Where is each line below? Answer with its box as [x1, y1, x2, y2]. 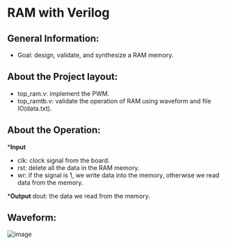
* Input [7, 142, 26, 151]
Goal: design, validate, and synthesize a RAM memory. [17, 51, 174, 59]
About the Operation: [7, 124, 101, 136]
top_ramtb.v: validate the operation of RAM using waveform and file [17, 96, 211, 105]
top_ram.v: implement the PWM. [17, 89, 110, 98]
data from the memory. [17, 178, 83, 187]
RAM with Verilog [7, 5, 110, 21]
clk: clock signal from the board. [17, 156, 110, 164]
